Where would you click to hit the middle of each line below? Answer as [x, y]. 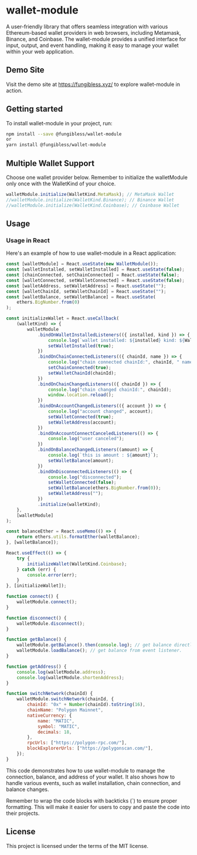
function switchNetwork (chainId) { [50, 694]
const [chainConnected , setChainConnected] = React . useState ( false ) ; [93, 275]
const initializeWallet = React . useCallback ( [62, 318]
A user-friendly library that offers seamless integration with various [87, 26]
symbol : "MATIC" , [59, 726]
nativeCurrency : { [50, 716]
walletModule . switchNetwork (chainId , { [65, 699]
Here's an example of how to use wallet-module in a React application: [91, 253]
